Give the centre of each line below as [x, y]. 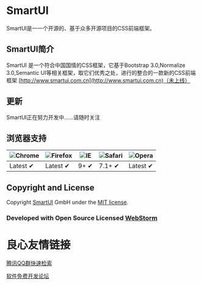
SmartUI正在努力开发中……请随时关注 [53, 117]
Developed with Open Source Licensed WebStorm [82, 218]
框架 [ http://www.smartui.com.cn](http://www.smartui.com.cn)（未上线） [98, 80]
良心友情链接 [39, 245]
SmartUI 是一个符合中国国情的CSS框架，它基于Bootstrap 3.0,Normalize [96, 65]
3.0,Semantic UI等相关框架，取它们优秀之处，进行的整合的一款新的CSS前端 [101, 72]
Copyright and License [50, 187]
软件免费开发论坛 [28, 276]
